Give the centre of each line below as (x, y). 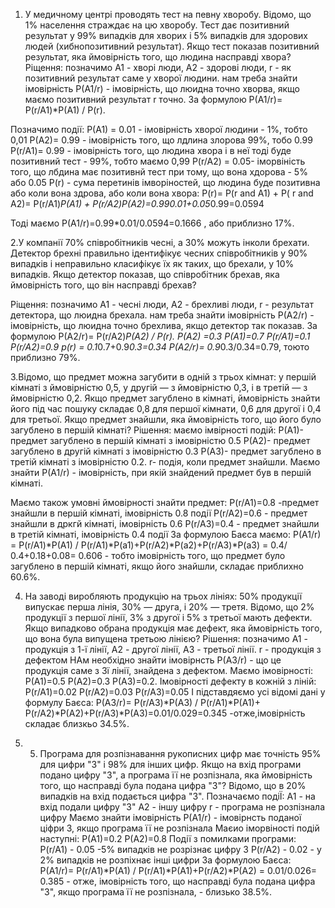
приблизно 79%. (45, 357)
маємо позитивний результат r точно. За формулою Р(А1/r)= (153, 99)
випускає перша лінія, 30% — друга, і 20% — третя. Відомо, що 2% (169, 607)
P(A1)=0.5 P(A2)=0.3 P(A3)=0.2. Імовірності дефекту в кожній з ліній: (170, 681)
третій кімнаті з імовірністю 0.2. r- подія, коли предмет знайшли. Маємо (165, 462)
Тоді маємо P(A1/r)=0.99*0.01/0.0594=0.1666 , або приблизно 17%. (152, 223)
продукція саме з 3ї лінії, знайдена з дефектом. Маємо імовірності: (169, 670)
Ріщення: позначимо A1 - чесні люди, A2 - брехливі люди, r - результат (162, 304)
